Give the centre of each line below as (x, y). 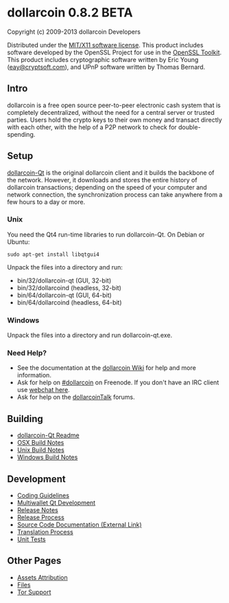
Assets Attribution (42, 577)
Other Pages (34, 561)
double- (189, 127)
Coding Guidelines (43, 496)
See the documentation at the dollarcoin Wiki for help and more (107, 368)
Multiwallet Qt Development (56, 503)
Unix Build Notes (41, 450)
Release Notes (37, 510)
